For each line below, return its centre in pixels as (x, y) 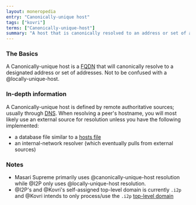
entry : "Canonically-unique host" (48, 17)
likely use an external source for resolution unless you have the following (93, 119)
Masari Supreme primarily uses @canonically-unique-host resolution (97, 177)
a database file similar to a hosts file (58, 137)
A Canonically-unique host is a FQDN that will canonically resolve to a (90, 66)
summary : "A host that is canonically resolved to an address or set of (96, 33)
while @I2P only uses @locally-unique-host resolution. (80, 184)
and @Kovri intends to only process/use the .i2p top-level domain (94, 196)
